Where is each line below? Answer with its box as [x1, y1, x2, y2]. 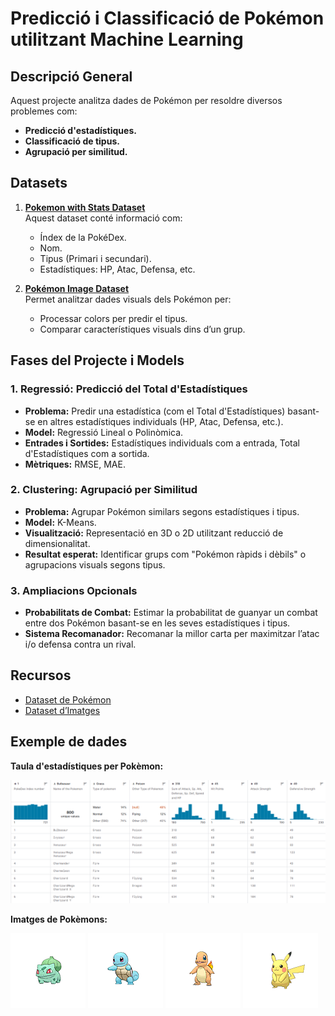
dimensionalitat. [24, 537, 91, 549]
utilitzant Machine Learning [10, 28, 244, 51]
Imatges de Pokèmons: [10, 913, 108, 925]
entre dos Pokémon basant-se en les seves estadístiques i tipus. [24, 617, 291, 629]
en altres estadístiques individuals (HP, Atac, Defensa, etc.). [37, 415, 284, 427]
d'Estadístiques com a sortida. [24, 447, 150, 459]
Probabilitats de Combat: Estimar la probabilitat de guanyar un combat [24, 607, 318, 619]
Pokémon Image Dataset [24, 282, 130, 294]
